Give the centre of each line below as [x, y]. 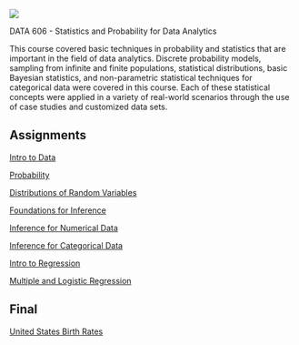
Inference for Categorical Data [66, 245]
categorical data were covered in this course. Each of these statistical [140, 87]
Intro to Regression [45, 263]
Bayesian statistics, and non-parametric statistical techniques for [131, 78]
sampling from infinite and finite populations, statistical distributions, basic [149, 68]
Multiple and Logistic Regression [70, 280]
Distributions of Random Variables [73, 192]
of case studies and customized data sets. [89, 107]
